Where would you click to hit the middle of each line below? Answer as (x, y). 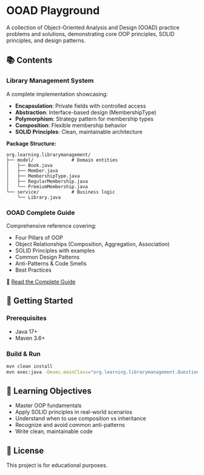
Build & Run (24, 354)
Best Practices (33, 270)
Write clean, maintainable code (54, 431)
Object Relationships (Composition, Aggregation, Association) (92, 244)
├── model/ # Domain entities (62, 160)
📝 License (25, 450)
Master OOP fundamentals (48, 406)
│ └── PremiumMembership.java (47, 186)
